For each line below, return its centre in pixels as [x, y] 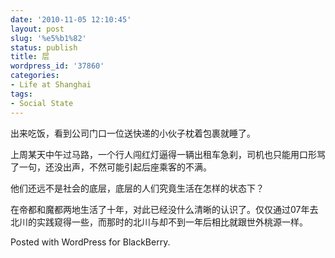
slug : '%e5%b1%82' [48, 38]
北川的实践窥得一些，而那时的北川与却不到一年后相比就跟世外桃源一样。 [159, 222]
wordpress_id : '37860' [57, 66]
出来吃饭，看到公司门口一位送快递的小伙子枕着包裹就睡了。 [133, 133]
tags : [21, 94]
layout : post [37, 29]
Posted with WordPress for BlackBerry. [90, 242]
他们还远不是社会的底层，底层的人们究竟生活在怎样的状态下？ [137, 188]
